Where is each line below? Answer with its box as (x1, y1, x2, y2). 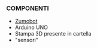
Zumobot (14, 18, 38, 25)
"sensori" (14, 37, 39, 44)
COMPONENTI (6, 4, 49, 12)
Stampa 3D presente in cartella (14, 30, 92, 37)
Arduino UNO (14, 24, 48, 31)
